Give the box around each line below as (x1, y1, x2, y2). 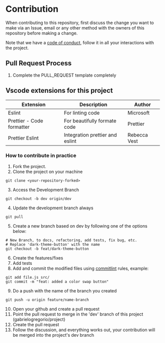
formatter (8, 123, 30, 130)
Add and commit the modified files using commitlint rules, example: (12, 265, 149, 271)
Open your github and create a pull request (12, 306, 100, 312)
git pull (5, 214, 24, 219)
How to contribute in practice (5, 152, 76, 159)
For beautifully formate (64, 117, 117, 124)
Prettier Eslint (8, 134, 39, 141)
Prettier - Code (8, 117, 44, 124)
